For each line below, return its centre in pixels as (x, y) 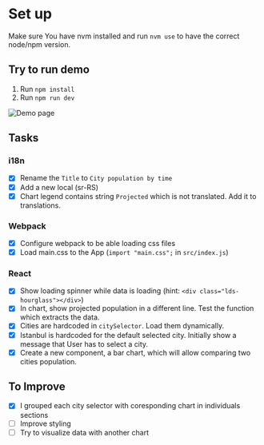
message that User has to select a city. (84, 344)
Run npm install (47, 89)
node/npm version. (39, 44)
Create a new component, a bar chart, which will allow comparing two (135, 352)
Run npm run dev (47, 97)
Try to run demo (49, 70)
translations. (40, 205)
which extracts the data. (60, 317)
